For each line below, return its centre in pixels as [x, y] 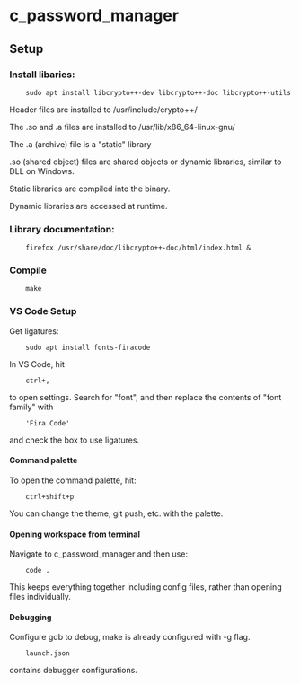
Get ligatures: [34, 331]
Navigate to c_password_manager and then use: [99, 554]
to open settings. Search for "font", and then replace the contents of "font [146, 397]
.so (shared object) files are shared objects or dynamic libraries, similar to [146, 162]
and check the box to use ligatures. [75, 440]
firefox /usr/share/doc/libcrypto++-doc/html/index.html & [138, 248]
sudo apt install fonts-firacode [88, 347]
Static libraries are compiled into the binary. [90, 189]
